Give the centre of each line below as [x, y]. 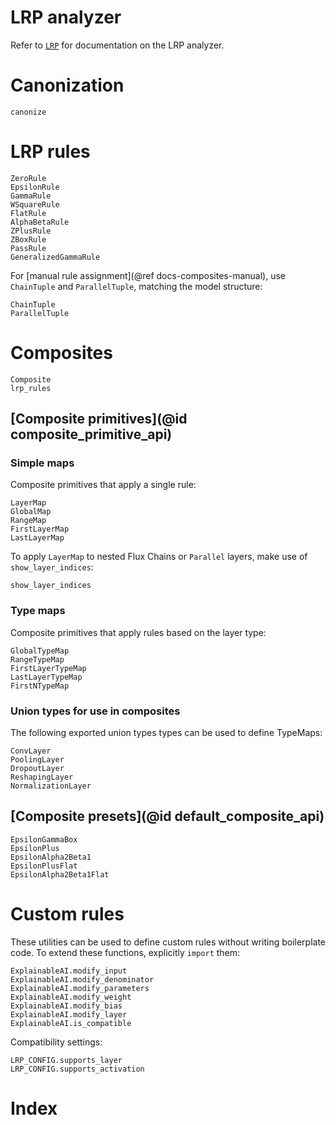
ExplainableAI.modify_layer [69, 1014]
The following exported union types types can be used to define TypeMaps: [166, 733]
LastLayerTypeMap [46, 677]
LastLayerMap [37, 538]
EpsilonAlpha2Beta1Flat [60, 874]
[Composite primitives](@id [99, 419]
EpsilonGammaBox [44, 839]
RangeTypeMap [37, 659]
